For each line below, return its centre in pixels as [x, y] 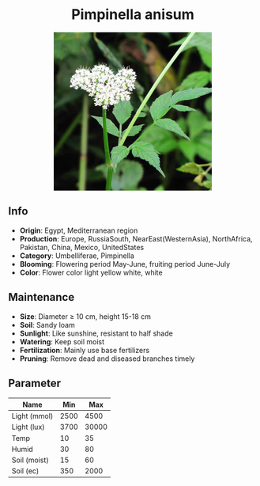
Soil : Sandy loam [47, 325]
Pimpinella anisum [133, 15]
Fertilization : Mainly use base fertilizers [85, 350]
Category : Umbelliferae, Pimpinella [77, 256]
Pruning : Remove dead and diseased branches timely [107, 359]
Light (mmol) [32, 416]
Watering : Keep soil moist [62, 341]
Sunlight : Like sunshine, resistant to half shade [96, 333]
